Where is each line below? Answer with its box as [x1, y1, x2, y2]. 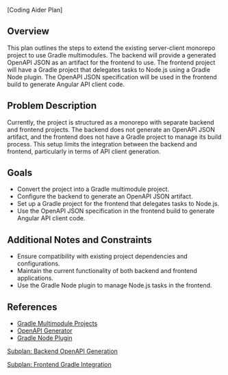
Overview [7, 25, 50, 37]
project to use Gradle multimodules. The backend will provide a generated [7, 51, 216, 59]
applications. [16, 274, 53, 283]
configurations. [16, 259, 60, 268]
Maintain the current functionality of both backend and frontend [16, 267, 197, 275]
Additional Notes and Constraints [7, 234, 153, 246]
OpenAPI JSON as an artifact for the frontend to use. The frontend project [7, 58, 216, 66]
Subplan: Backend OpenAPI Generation [7, 347, 118, 355]
